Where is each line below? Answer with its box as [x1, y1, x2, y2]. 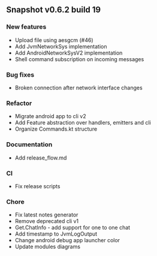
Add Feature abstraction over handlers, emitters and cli [14, 119, 151, 127]
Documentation [6, 140, 53, 149]
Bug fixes [6, 70, 35, 79]
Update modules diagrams [14, 243, 81, 251]
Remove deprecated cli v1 [14, 218, 79, 225]
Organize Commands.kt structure [14, 125, 98, 132]
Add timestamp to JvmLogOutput [14, 230, 98, 237]
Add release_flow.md [14, 154, 67, 161]
